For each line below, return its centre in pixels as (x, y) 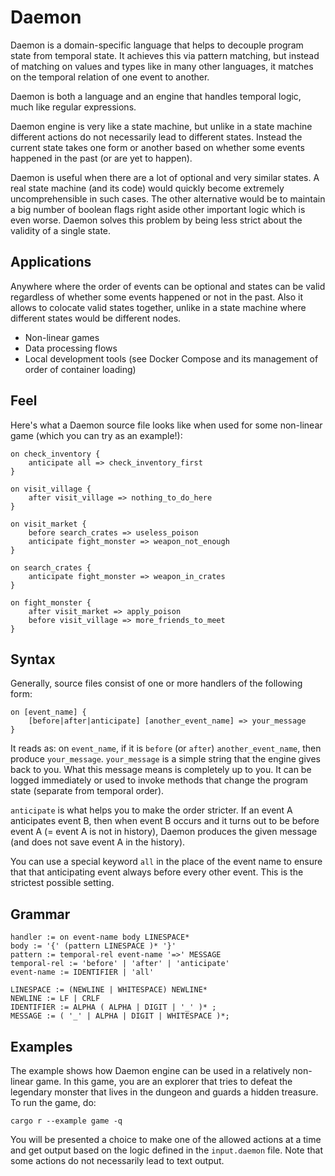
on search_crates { (51, 567)
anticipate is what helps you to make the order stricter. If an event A (151, 810)
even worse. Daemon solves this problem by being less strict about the (156, 220)
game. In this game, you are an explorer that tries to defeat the (164, 1081)
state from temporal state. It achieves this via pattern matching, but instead (165, 55)
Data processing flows (71, 348)
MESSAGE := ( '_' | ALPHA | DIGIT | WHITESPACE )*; (120, 1016)
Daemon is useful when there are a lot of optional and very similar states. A (165, 177)
